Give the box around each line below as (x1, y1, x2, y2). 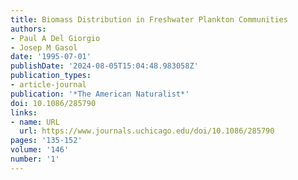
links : (10, 107, 38, 118)
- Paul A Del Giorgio (10, 33, 101, 43)
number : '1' (10, 154, 60, 164)
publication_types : (10, 71, 92, 81)
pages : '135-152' (10, 136, 83, 146)
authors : (10, 24, 47, 34)
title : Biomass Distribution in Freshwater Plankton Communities (10, 14, 288, 25)
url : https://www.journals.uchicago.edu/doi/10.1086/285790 (19, 126, 275, 136)
